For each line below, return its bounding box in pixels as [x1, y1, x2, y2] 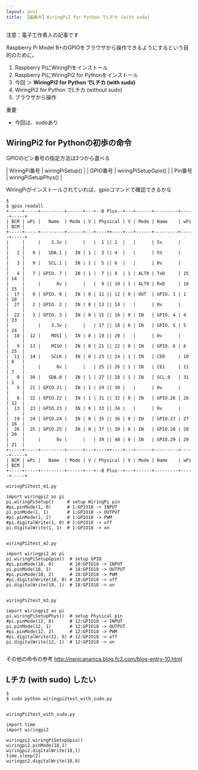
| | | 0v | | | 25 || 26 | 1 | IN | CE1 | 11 [6, 364, 189, 370]
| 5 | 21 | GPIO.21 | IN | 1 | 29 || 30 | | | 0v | [6, 385, 181, 391]
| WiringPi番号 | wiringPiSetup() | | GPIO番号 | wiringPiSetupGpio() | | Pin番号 [6, 167, 193, 174]
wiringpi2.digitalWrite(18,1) [6, 748, 81, 754]
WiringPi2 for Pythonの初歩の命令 [6, 138, 132, 148]
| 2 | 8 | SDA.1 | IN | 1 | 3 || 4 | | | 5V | [6, 250, 181, 256]
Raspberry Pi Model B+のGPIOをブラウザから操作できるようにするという [6, 44, 184, 51]
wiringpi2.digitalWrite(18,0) [6, 758, 81, 764]
